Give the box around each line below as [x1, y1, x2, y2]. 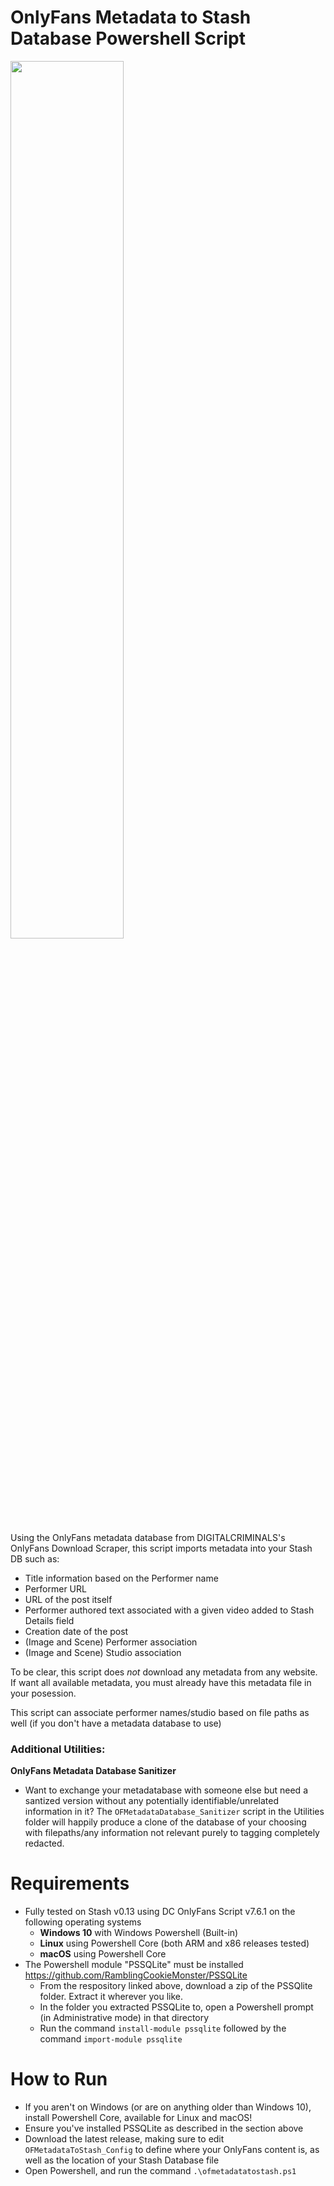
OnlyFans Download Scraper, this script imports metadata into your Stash [10, 1542, 313, 1554]
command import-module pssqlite [39, 2033, 183, 2045]
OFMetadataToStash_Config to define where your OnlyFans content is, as [24, 2144, 320, 2156]
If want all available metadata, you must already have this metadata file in [10, 1676, 312, 1688]
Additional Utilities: [10, 1742, 106, 1756]
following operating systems [24, 1916, 142, 1928]
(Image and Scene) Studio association [24, 1646, 182, 1658]
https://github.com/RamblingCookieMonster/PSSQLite [24, 1969, 248, 1981]
